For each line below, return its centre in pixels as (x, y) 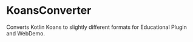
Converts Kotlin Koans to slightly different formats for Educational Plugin (96, 27)
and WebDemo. (26, 33)
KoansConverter (49, 10)
